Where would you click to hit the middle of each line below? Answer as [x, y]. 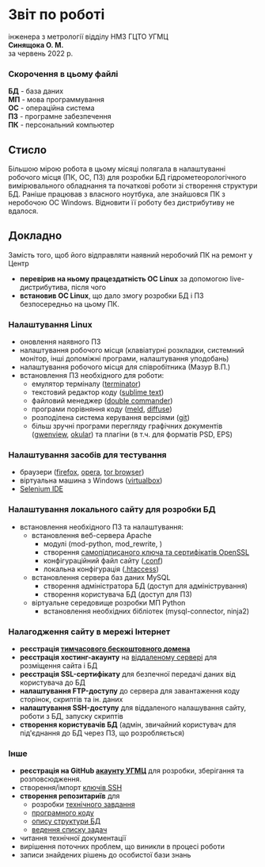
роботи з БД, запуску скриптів [72, 716]
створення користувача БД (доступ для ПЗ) [117, 594]
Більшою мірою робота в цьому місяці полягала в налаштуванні [117, 169]
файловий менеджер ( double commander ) [102, 401]
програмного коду [63, 813]
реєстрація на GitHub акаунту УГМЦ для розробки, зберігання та [132, 771]
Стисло [28, 149]
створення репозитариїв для [70, 796]
